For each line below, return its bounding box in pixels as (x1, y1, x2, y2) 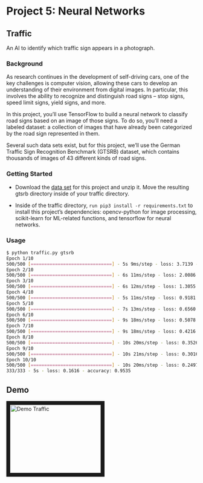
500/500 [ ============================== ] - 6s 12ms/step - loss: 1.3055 (6, 283, 196, 290)
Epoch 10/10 (6, 356, 36, 363)
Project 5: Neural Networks (6, 4, 146, 18)
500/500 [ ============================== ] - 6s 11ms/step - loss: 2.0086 (6, 272, 196, 278)
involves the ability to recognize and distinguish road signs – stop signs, (6, 93, 185, 100)
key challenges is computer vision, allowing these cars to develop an (6, 80, 178, 87)
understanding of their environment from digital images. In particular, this (6, 86, 188, 93)
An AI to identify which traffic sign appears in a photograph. (6, 44, 155, 51)
